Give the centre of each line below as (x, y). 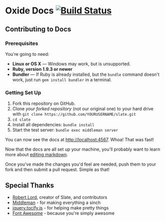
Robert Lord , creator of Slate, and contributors (60, 197)
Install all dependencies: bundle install (53, 125)
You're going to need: (27, 54)
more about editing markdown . (37, 155)
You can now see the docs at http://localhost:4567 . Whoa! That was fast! (80, 140)
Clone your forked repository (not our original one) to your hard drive (83, 109)
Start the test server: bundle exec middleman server (65, 130)
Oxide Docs (29, 11)
